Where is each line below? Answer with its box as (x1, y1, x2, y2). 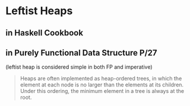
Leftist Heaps (5, 4, 73, 18)
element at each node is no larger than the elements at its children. (20, 81, 184, 88)
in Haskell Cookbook (5, 28, 84, 38)
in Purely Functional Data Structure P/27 (5, 47, 158, 57)
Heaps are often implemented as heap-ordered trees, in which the (20, 75, 182, 82)
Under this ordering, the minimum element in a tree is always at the (20, 88, 185, 95)
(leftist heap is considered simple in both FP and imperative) (5, 63, 153, 70)
